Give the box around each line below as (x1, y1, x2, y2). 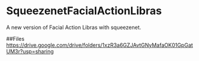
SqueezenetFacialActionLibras (6, 4, 163, 18)
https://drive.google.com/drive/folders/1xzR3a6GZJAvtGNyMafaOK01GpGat (6, 41, 193, 49)
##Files (6, 35, 25, 42)
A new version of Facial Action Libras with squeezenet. (6, 24, 142, 31)
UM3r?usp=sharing (6, 47, 54, 54)
